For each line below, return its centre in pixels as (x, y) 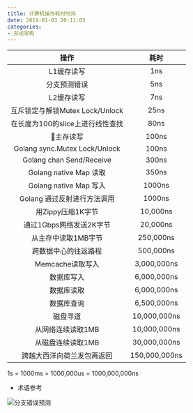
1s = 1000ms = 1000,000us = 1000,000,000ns (73, 373)
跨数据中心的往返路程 (67, 251)
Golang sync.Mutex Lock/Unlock (67, 149)
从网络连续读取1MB (67, 330)
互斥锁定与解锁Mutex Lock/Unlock (67, 111)
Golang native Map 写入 (67, 186)
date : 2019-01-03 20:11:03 (46, 20)
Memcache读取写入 (67, 264)
